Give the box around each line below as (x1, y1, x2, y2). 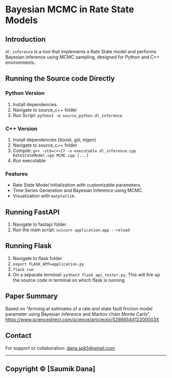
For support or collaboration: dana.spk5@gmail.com (5, 345, 115, 351)
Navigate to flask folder (12, 255, 62, 261)
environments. (5, 59, 36, 65)
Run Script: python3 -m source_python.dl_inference (12, 112, 123, 118)
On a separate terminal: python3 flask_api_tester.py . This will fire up (12, 271, 160, 277)
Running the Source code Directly (5, 74, 115, 83)
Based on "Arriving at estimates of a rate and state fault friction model (5, 305, 153, 311)
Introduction (5, 35, 46, 44)
